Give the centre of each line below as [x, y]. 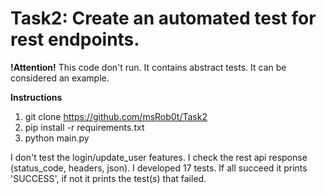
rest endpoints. [75, 39]
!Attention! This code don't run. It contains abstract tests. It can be [148, 67]
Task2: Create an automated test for [163, 18]
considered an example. [60, 78]
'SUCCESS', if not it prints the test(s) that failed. [108, 178]
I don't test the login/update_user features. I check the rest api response [159, 157]
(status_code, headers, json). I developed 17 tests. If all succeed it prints [159, 168]
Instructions [36, 97]
